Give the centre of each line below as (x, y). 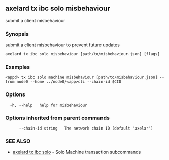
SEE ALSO (18, 141)
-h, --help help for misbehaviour (48, 105)
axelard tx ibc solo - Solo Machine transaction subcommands (77, 152)
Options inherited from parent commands (58, 118)
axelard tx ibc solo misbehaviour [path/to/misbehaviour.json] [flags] (82, 54)
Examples (18, 67)
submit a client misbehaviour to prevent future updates (63, 45)
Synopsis (17, 34)
